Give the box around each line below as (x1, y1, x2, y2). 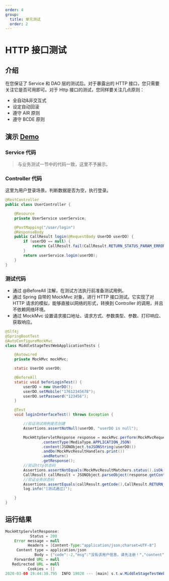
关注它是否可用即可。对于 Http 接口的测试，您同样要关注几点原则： (5, 87, 145, 93)
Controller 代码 (5, 175, 42, 182)
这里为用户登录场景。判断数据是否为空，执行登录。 (5, 187, 111, 194)
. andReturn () (41, 454, 69, 459)
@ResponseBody (14, 229, 44, 234)
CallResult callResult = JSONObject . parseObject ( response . (23, 472, 150, 477)
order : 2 (10, 21, 28, 27)
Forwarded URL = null (14, 557, 59, 562)
